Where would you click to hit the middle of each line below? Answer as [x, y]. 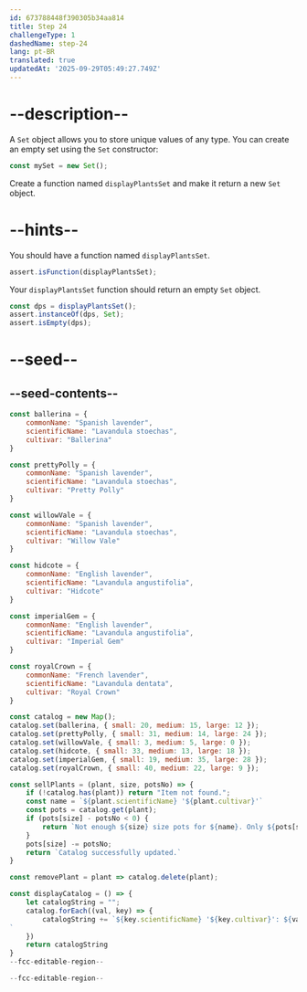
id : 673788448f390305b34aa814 [67, 18]
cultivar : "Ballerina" [69, 439]
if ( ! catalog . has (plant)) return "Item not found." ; [128, 793]
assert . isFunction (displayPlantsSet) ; [83, 272]
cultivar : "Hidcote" [65, 591]
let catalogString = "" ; [73, 902]
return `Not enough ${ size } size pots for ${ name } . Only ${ [159, 827]
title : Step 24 [38, 26]
